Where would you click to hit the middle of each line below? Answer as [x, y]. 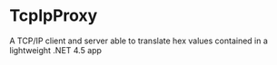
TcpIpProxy [54, 16]
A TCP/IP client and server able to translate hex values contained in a [138, 41]
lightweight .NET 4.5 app [56, 50]
